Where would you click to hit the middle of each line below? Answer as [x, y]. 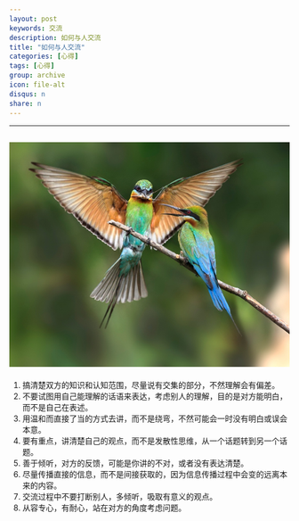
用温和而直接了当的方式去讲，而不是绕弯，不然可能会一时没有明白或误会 [154, 418]
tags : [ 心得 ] [32, 66]
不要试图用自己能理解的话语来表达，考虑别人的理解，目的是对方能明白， [154, 396]
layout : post [33, 19]
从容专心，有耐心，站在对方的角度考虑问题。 [104, 508]
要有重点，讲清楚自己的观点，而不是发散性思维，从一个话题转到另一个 [151, 441]
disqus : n [28, 94]
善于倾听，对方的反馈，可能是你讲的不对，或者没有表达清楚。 [135, 463]
